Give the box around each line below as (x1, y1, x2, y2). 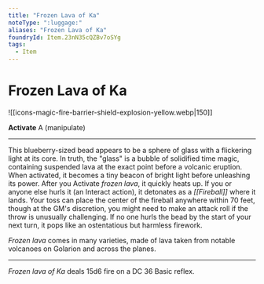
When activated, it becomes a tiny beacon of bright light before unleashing (8, 170, 251, 180)
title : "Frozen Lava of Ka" (8, 11, 101, 20)
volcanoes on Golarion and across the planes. (8, 244, 156, 253)
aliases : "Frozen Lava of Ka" (8, 26, 108, 34)
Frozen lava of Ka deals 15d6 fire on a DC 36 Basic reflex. (8, 266, 195, 275)
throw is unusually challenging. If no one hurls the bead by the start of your (8, 212, 251, 221)
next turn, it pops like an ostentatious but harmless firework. (8, 220, 203, 230)
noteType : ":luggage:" (8, 19, 82, 27)
